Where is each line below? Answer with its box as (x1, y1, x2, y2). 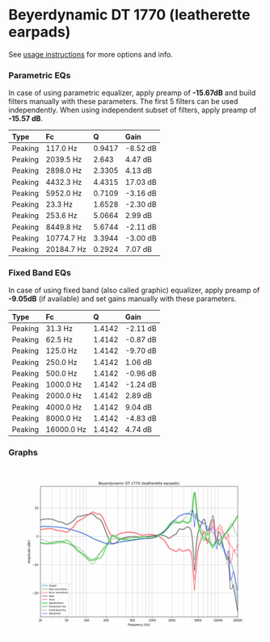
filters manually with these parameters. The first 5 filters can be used (8, 97, 238, 107)
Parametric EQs (8, 69, 71, 81)
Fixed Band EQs (8, 266, 71, 278)
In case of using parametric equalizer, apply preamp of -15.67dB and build (8, 88, 256, 98)
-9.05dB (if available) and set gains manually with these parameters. (8, 294, 237, 304)
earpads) (8, 23, 71, 41)
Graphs (8, 447, 38, 458)
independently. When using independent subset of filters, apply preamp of (8, 105, 257, 115)
